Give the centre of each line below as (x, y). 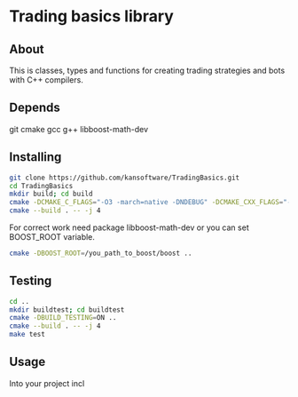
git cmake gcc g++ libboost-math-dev (79, 129)
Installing (35, 157)
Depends (35, 108)
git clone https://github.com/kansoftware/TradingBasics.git (125, 178)
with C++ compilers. (47, 80)
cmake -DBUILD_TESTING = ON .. (63, 318)
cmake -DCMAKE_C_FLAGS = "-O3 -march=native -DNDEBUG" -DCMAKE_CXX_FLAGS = (146, 202)
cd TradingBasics (41, 186)
